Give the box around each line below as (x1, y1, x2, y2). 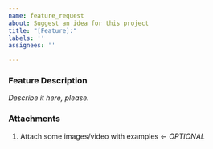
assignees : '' (8, 42, 56, 50)
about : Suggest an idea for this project (8, 19, 150, 27)
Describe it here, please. (8, 93, 90, 103)
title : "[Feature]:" (8, 26, 78, 34)
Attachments (8, 113, 60, 124)
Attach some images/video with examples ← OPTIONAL (19, 131, 205, 141)
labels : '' (8, 34, 45, 42)
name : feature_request (8, 11, 84, 20)
